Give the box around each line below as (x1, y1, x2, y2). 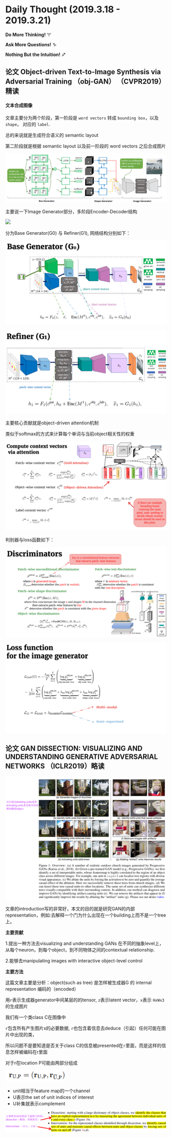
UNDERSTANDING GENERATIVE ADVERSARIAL (5, 753, 158, 761)
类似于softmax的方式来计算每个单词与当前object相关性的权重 (5, 431, 135, 437)
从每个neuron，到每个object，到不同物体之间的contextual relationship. (5, 946, 155, 953)
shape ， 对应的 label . (5, 121, 50, 127)
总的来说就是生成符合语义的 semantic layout (5, 132, 99, 138)
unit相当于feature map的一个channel (12, 1088, 91, 1094)
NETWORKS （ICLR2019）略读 (5, 762, 105, 771)
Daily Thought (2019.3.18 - (5, 4, 121, 15)
